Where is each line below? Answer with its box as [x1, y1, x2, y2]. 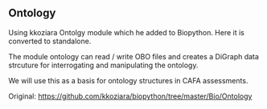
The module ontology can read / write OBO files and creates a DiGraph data [8, 51, 260, 61]
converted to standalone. [8, 36, 92, 46]
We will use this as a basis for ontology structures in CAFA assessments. [8, 75, 249, 85]
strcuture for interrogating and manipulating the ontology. [8, 60, 199, 70]
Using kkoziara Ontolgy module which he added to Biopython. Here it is [8, 27, 245, 37]
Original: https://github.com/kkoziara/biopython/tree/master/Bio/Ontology [8, 91, 253, 101]
